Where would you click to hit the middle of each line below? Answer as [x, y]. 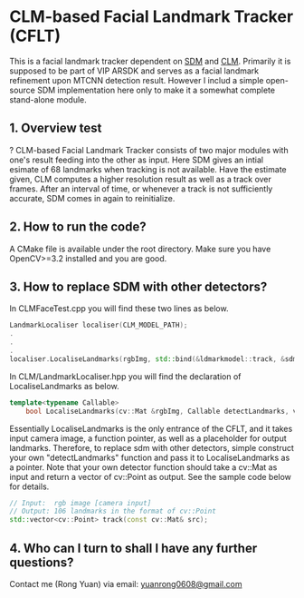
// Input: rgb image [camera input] [81, 503]
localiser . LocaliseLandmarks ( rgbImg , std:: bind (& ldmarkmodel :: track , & [147, 359]
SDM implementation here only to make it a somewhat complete [157, 90]
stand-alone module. [48, 99]
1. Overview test [56, 128]
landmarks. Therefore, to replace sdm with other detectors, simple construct [152, 447]
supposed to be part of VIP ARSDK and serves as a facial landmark [134, 71]
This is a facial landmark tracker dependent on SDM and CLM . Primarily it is [150, 61]
